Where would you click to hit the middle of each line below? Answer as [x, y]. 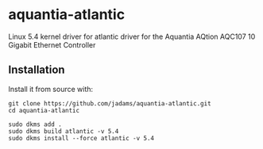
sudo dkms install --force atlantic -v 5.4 [81, 138]
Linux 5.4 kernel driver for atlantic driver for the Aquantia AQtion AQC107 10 [132, 36]
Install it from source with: [51, 89]
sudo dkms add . [35, 124]
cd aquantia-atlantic [44, 110]
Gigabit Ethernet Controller [52, 44]
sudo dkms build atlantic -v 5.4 [64, 131]
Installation [37, 70]
